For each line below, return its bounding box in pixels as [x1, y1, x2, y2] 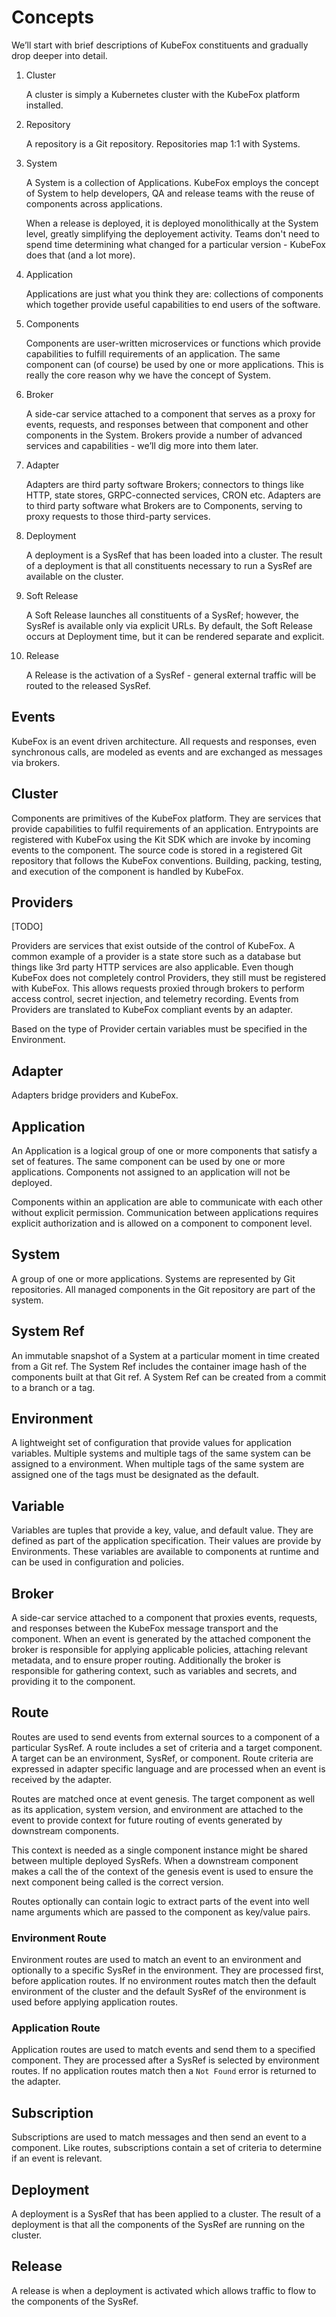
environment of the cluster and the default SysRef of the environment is [11, 1986, 307, 1998]
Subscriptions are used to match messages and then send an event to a [11, 2131, 307, 2143]
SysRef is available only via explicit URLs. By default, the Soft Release [25, 619, 313, 631]
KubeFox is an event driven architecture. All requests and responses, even [11, 735, 318, 747]
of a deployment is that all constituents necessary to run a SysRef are [25, 559, 313, 571]
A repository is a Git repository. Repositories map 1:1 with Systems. [25, 137, 301, 150]
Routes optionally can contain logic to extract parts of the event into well [11, 1895, 310, 1907]
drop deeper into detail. [11, 49, 108, 61]
